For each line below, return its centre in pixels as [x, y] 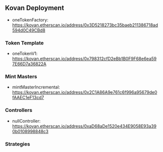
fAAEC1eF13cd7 [28, 98]
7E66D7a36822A [29, 64]
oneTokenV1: [25, 54]
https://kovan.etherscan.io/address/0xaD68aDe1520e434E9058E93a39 [84, 126]
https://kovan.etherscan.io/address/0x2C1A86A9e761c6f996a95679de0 [84, 92]
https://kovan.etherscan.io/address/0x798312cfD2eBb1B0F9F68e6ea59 [84, 59]
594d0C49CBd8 [28, 30]
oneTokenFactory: [30, 20]
